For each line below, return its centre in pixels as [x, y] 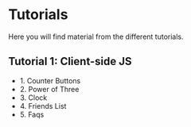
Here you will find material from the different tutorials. [96, 37]
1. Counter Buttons [50, 80]
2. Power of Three [49, 89]
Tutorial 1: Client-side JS [70, 62]
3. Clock [33, 98]
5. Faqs [32, 114]
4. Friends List [43, 106]
